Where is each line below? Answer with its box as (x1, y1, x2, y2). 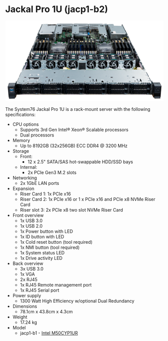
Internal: (20, 164, 38, 170)
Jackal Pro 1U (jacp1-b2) (5, 4, 108, 15)
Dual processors (20, 132, 54, 138)
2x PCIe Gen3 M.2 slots (27, 169, 77, 175)
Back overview (12, 260, 44, 266)
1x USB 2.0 (20, 223, 43, 229)
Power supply (12, 292, 41, 298)
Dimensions (12, 303, 37, 309)
